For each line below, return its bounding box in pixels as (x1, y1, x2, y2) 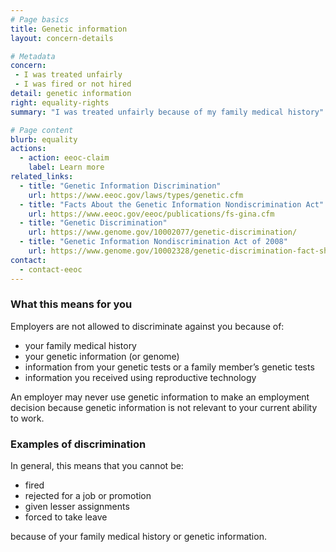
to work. (10, 412, 45, 424)
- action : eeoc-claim (19, 153, 110, 163)
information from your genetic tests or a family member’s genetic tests (24, 361, 315, 373)
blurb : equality (10, 134, 78, 145)
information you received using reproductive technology (24, 371, 257, 383)
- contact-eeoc (19, 264, 83, 275)
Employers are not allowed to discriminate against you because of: (10, 320, 285, 332)
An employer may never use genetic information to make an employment (10, 391, 310, 403)
